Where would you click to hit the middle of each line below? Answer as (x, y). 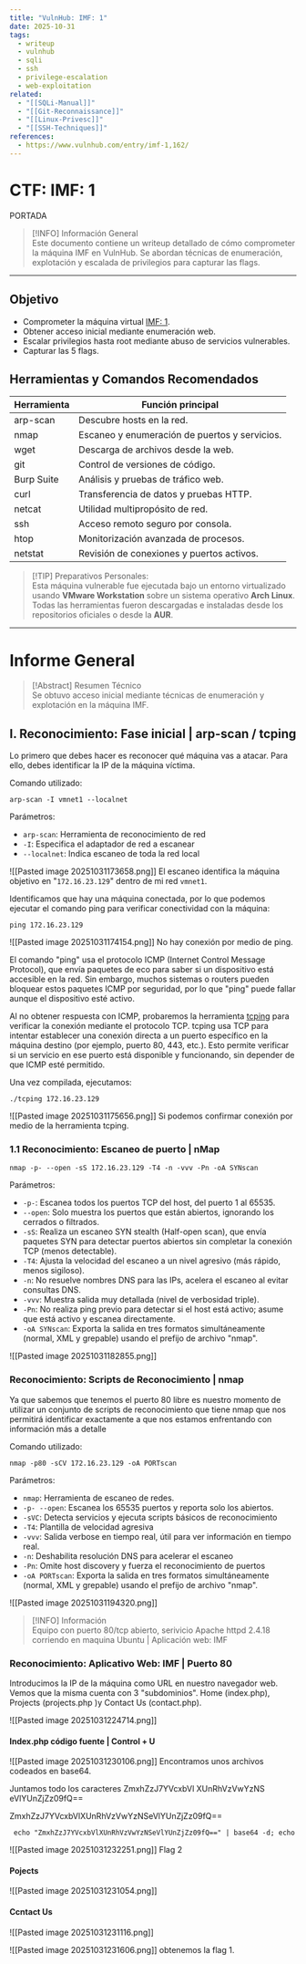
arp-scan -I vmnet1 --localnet (69, 800)
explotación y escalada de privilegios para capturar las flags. (146, 262)
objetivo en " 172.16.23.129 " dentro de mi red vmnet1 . (108, 881)
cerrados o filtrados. (61, 1222)
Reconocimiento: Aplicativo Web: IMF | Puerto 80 (121, 1663)
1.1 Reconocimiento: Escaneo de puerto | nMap (115, 1148)
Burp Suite (36, 480)
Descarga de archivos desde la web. (156, 450)
